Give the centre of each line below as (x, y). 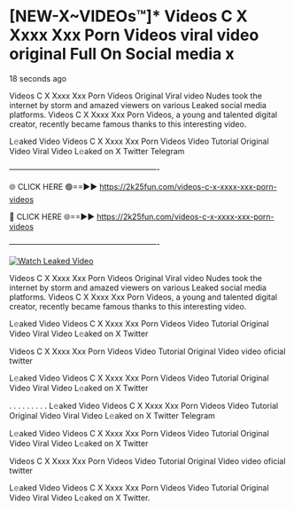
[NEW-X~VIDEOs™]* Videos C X (128, 16)
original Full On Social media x (122, 54)
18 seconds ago (38, 78)
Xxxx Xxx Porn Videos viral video (134, 35)
